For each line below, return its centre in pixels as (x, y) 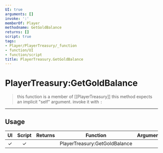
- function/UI (19, 50)
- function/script (24, 55)
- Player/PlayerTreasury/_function (41, 46)
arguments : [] (19, 14)
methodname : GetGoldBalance (33, 28)
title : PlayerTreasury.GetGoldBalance (44, 59)
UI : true (14, 9)
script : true (18, 37)
